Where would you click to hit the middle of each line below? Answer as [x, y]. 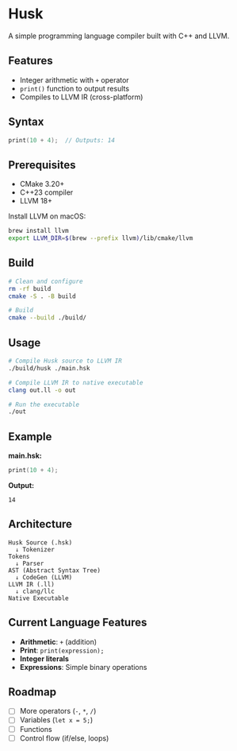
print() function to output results [74, 88]
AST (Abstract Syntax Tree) [55, 570]
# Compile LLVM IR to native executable [76, 382]
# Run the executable [44, 405]
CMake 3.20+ [42, 184]
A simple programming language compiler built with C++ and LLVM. [119, 36]
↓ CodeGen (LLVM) [44, 577]
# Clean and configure [46, 281]
